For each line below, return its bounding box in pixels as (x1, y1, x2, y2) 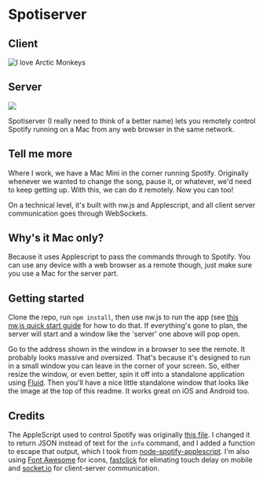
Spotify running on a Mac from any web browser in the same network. (8, 124, 235, 134)
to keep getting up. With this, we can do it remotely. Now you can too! (8, 185, 234, 194)
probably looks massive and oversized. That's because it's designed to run (8, 353, 251, 363)
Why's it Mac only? (8, 231, 104, 245)
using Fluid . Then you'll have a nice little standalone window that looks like (8, 378, 249, 387)
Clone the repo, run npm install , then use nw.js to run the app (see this (8, 312, 239, 322)
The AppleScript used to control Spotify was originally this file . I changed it (8, 430, 250, 440)
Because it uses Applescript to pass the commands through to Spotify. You (8, 252, 251, 261)
